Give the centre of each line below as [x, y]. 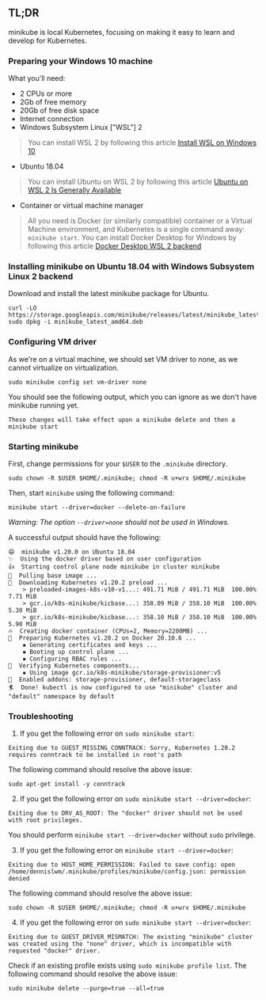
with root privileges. [46, 820]
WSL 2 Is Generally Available [74, 190]
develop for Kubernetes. [47, 40]
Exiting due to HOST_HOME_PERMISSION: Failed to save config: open [122, 865]
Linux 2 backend [41, 276]
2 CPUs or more [46, 93]
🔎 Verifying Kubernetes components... [74, 666]
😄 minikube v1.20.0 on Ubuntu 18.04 [72, 552]
